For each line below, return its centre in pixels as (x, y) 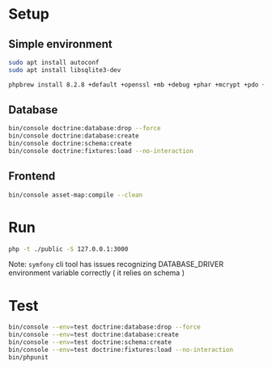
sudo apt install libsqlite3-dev (65, 70)
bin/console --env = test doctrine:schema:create (90, 342)
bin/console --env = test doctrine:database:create (94, 335)
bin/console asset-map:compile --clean (76, 195)
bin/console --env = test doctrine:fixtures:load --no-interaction (121, 350)
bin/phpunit (28, 357)
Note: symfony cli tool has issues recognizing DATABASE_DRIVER (116, 265)
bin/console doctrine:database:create (74, 136)
